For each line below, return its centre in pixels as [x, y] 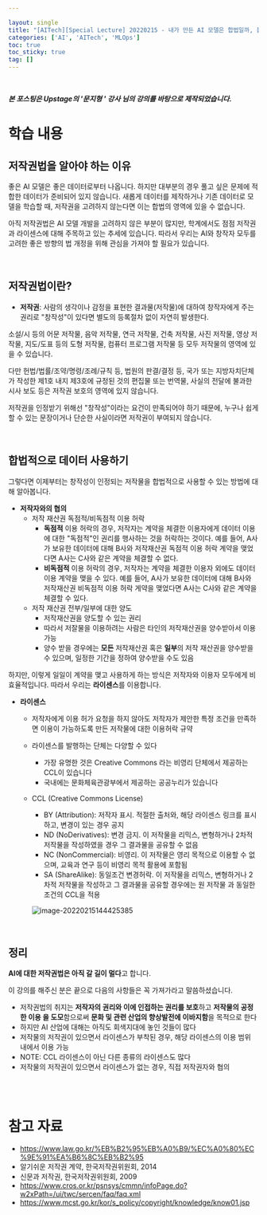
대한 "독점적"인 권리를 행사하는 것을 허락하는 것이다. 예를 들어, [148, 538]
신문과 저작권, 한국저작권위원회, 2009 [78, 1177]
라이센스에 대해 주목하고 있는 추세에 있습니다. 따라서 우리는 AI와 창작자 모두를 [136, 233]
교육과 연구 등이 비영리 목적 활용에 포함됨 [124, 864]
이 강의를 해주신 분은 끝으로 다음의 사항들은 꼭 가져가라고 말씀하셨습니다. [120, 990]
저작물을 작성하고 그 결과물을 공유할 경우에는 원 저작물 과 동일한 [157, 884]
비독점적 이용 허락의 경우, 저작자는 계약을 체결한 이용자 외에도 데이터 [149, 568]
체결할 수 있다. [66, 598]
